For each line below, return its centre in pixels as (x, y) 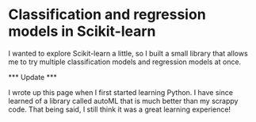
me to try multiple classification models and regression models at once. (125, 62)
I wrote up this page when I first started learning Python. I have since (121, 92)
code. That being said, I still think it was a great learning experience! (120, 109)
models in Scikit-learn (82, 31)
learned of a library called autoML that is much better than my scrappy (123, 101)
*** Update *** (32, 77)
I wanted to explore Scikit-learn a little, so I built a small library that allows (128, 53)
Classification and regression (107, 15)
